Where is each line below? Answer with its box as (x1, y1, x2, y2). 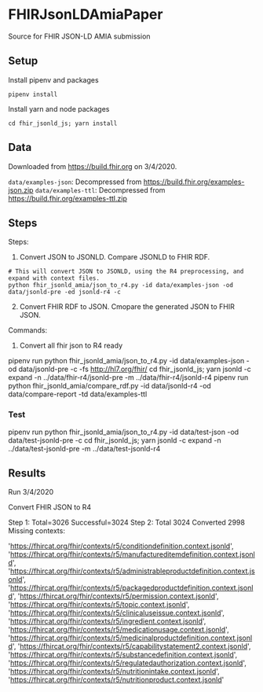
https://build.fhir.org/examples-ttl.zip (8, 193, 127, 203)
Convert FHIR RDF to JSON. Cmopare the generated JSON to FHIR (19, 302, 236, 311)
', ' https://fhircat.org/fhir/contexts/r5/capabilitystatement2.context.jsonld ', (12, 642, 251, 651)
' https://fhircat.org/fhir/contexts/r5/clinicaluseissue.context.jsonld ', (8, 608, 225, 618)
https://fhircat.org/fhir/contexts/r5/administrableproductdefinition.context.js (10, 566, 255, 576)
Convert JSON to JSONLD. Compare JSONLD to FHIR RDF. (19, 252, 210, 262)
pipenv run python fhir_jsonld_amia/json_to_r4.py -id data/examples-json (8, 356, 245, 366)
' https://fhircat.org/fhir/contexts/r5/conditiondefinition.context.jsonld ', (8, 541, 234, 551)
